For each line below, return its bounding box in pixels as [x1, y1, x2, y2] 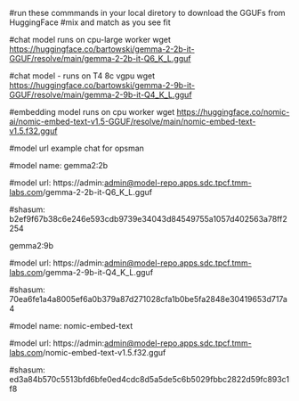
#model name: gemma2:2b [9, 160, 109, 170]
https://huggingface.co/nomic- [176, 107, 290, 117]
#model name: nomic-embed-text [9, 321, 133, 331]
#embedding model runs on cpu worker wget [9, 107, 175, 117]
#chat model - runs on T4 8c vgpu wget [9, 70, 156, 81]
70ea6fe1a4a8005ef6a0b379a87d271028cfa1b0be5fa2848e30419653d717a [9, 294, 287, 304]
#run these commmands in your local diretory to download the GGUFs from [9, 8, 287, 18]
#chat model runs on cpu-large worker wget [9, 35, 172, 45]
